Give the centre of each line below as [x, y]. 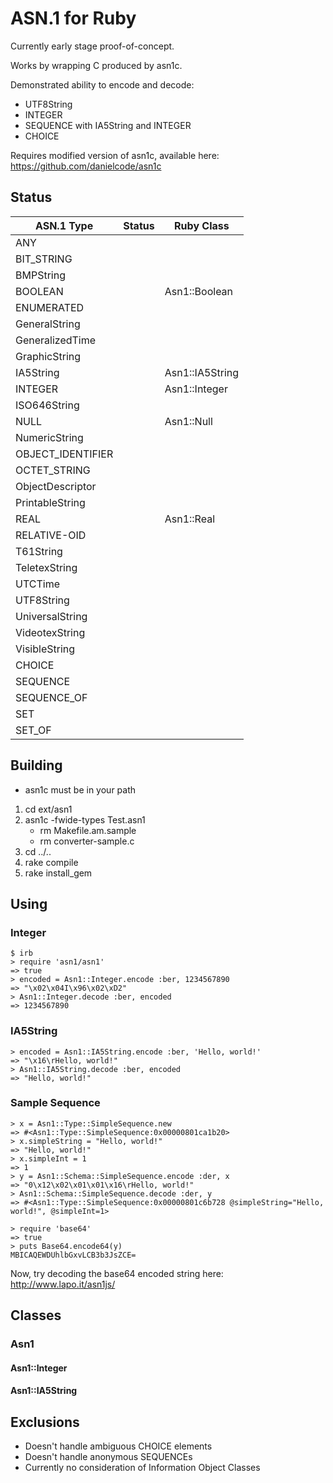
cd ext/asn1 [48, 809]
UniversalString [51, 616]
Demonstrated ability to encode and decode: [102, 84]
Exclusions [45, 1422]
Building [36, 765]
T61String [39, 551]
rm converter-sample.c [87, 841]
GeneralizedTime [56, 340]
